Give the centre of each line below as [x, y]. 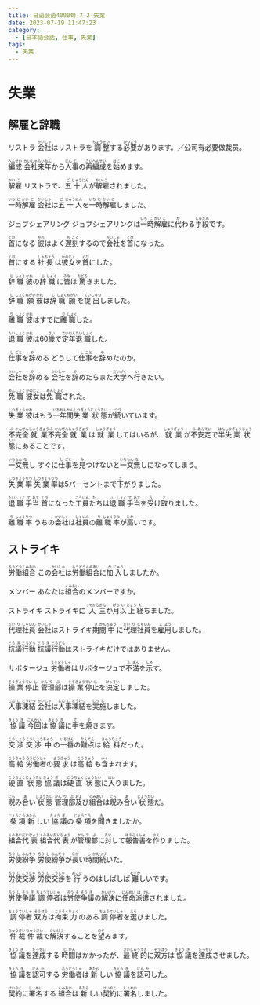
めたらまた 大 [99, 377]
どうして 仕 [68, 358]
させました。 [233, 955]
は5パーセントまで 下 [90, 484]
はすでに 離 [50, 320]
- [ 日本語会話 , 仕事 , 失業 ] [56, 37]
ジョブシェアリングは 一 [109, 224]
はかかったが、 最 [103, 955]
